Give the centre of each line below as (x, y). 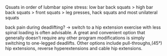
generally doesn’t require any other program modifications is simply (75, 38)
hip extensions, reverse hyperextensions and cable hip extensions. (74, 48)
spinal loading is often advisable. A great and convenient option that (75, 32)
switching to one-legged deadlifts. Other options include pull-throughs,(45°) (84, 43)
